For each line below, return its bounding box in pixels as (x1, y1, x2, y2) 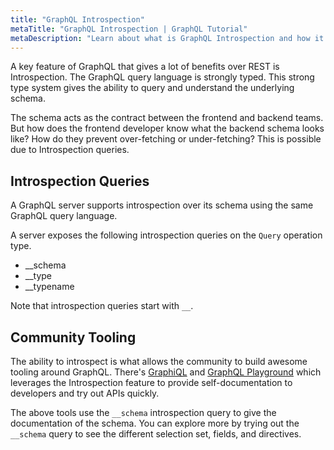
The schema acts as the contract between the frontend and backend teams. (10, 112, 324, 124)
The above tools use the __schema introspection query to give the (10, 407, 277, 418)
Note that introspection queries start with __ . (10, 300, 194, 312)
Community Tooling (10, 329, 137, 346)
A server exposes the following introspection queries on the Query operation (10, 229, 323, 241)
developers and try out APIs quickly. (10, 387, 160, 399)
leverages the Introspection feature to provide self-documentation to (10, 377, 293, 388)
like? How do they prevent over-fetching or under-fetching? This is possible (10, 133, 322, 145)
